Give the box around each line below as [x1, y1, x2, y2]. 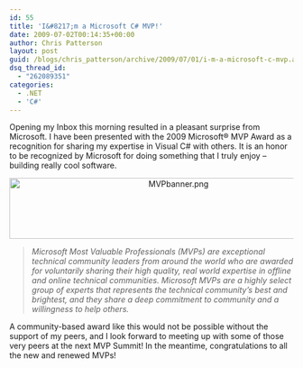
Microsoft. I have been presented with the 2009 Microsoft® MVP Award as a [9, 132, 292, 143]
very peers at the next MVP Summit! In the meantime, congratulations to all [9, 340, 289, 352]
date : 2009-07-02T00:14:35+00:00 [9, 30, 135, 39]
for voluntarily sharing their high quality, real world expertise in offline [31, 265, 291, 276]
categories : [9, 80, 54, 89]
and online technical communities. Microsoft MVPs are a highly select [31, 275, 292, 286]
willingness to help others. [31, 304, 129, 315]
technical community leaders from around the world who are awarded [31, 256, 294, 267]
